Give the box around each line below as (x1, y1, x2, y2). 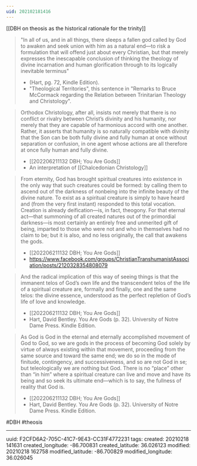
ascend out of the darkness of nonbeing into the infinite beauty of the (20, 187, 189, 195)
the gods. (20, 237, 44, 244)
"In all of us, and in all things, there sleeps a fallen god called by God (20, 36, 186, 43)
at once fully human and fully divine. (20, 146, 108, 153)
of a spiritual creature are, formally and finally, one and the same (20, 286, 177, 293)
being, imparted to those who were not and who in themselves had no (20, 225, 189, 232)
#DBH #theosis (6, 418, 43, 425)
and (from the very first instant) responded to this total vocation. (20, 200, 176, 207)
